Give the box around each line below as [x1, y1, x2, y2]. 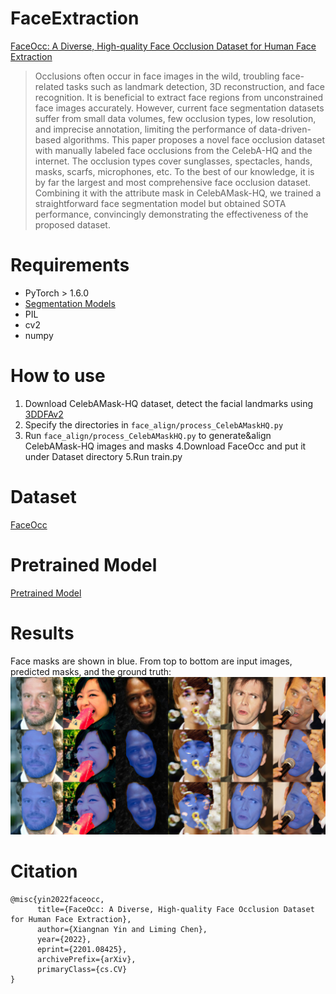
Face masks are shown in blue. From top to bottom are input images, [10, 655, 293, 667]
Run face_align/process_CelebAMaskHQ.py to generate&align [24, 429, 272, 441]
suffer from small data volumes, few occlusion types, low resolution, [34, 112, 317, 124]
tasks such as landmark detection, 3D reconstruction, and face [66, 80, 325, 92]
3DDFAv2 [24, 408, 64, 420]
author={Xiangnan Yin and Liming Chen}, [36, 924, 208, 934]
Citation [10, 860, 78, 882]
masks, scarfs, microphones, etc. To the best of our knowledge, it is [34, 165, 315, 177]
